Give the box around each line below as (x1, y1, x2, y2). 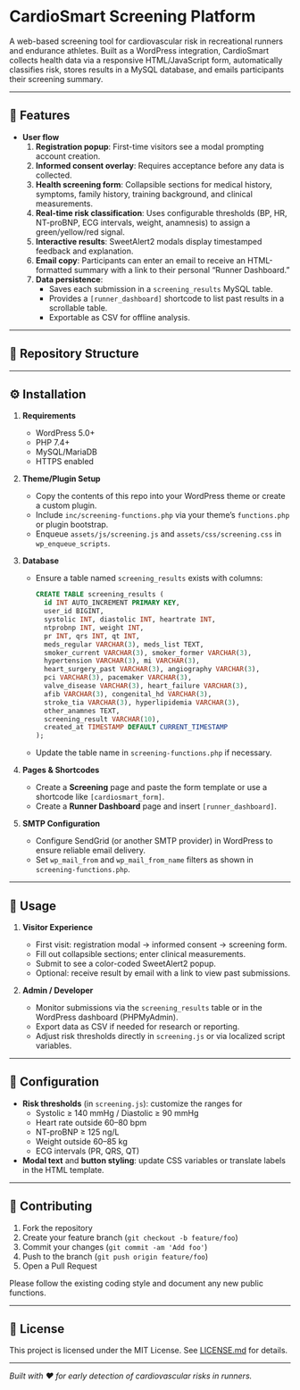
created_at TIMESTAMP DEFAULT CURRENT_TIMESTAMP (43, 723, 229, 732)
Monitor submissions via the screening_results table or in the (35, 1002, 262, 1012)
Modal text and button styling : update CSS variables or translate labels (21, 1154, 286, 1166)
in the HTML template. (21, 1164, 104, 1175)
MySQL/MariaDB (35, 446, 98, 457)
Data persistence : (35, 274, 104, 285)
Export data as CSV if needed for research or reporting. (35, 1020, 240, 1032)
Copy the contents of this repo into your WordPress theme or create (35, 491, 286, 502)
